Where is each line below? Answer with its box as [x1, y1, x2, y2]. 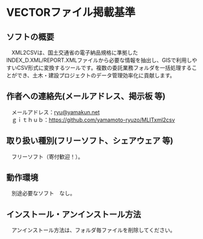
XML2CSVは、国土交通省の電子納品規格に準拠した [11, 49, 138, 56]
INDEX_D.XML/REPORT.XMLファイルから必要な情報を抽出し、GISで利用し [6, 57, 192, 64]
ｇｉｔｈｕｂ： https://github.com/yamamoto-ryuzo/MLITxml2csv [11, 116, 175, 123]
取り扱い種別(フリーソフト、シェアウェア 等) [6, 136, 174, 146]
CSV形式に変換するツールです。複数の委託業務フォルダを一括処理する [16, 64, 192, 71]
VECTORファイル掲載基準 [6, 5, 136, 19]
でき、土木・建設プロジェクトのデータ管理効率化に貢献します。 [16, 72, 176, 79]
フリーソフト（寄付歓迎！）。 [11, 153, 84, 160]
